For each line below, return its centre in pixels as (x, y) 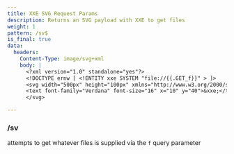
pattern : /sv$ (28, 33)
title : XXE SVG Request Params (53, 14)
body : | (31, 65)
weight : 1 (22, 26)
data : (15, 46)
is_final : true (29, 40)
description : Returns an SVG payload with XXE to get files (96, 20)
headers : (26, 53)
